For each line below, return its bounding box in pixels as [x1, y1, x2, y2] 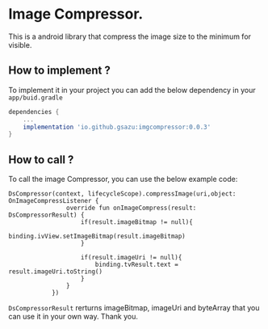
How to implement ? [8, 64, 111, 78]
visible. [8, 40, 32, 49]
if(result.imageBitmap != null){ [80, 218, 194, 226]
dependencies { [8, 108, 60, 116]
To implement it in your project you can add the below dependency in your [8, 85, 256, 95]
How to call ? [8, 153, 74, 167]
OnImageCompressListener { [8, 197, 99, 205]
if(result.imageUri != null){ [80, 254, 182, 262]
